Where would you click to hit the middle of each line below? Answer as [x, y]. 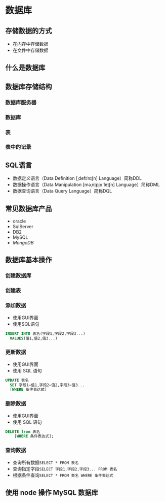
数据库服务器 [21, 102]
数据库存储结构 [29, 87]
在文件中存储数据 [30, 50]
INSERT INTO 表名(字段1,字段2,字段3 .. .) [45, 333]
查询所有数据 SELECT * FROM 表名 [46, 462]
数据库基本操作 [29, 260]
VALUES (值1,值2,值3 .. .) [34, 338]
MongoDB [23, 243]
